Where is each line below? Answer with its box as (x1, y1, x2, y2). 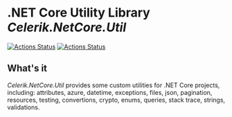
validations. (7, 102, 40, 111)
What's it (7, 62, 47, 74)
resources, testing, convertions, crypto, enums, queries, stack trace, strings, (7, 96, 226, 104)
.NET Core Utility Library (7, 5, 150, 21)
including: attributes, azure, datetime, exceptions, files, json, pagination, (7, 88, 213, 96)
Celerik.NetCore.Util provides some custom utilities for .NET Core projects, (7, 81, 220, 89)
